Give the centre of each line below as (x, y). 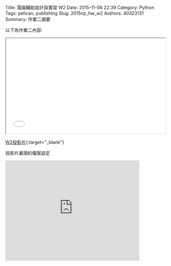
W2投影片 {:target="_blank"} (35, 142)
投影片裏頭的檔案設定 (28, 153)
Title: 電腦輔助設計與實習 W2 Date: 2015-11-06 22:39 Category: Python (80, 7)
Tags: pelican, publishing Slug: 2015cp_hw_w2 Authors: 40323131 (75, 13)
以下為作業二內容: (24, 30)
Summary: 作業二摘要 (28, 19)
